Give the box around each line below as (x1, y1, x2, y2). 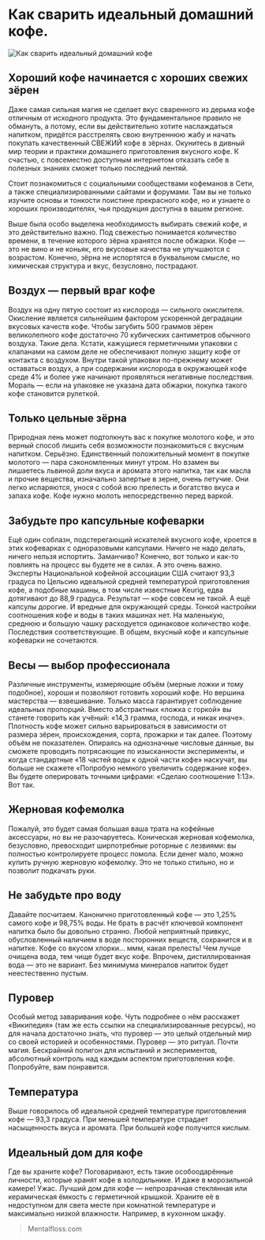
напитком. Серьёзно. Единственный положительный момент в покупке (8, 449, 250, 459)
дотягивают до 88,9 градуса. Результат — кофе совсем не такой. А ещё (8, 594, 251, 603)
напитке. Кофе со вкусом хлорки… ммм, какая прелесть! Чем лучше (8, 943, 241, 953)
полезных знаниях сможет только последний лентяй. (8, 163, 188, 173)
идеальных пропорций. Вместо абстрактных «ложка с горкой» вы (8, 705, 232, 714)
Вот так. (8, 780, 35, 789)
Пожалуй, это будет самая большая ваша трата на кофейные (8, 823, 215, 834)
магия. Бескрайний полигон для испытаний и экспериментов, (8, 1046, 218, 1055)
